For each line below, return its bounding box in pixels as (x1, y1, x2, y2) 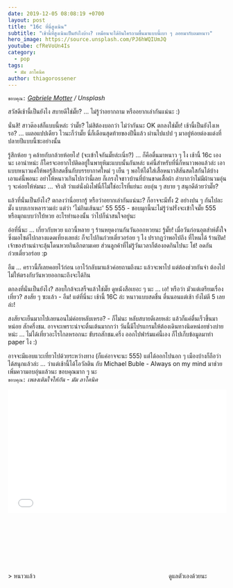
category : (8, 49, 37, 56)
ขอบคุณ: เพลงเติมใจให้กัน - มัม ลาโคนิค (8, 375, 98, 383)
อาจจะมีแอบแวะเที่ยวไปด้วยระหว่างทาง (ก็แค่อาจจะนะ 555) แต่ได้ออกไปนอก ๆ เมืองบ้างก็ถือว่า (8, 352, 221, 360)
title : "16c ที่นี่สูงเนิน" (8, 23, 68, 30)
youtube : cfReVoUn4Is (8, 42, 71, 49)
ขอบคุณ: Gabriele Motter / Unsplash (8, 94, 105, 102)
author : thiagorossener (8, 74, 77, 82)
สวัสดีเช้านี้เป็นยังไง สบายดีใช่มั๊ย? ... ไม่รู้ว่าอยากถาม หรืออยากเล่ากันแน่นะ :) (8, 107, 180, 116)
